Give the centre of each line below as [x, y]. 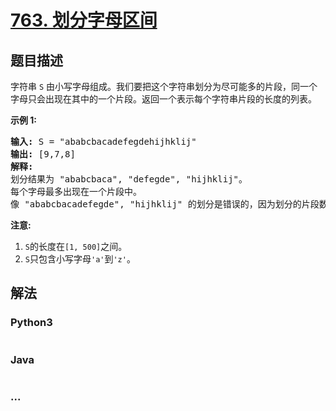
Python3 [31, 323]
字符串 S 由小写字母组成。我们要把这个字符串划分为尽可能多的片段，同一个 [164, 86]
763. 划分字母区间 [84, 20]
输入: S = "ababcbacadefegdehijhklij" [103, 141]
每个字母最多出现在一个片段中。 [76, 191]
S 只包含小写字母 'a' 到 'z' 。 [80, 259]
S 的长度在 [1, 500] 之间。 [76, 246]
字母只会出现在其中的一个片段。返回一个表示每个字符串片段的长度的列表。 [163, 99]
